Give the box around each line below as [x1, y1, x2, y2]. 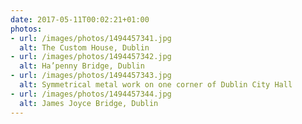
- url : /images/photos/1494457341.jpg [10, 33, 172, 43]
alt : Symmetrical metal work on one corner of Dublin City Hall [19, 80, 293, 90]
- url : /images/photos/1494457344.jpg [10, 89, 172, 99]
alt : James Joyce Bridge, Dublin [19, 98, 159, 108]
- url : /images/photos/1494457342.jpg [10, 52, 172, 62]
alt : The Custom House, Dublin [19, 42, 150, 53]
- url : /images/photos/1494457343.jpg [10, 71, 172, 81]
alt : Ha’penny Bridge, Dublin [19, 61, 145, 71]
